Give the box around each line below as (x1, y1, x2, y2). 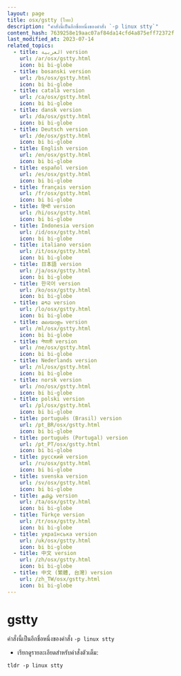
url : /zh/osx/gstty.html (19, 556, 91, 563)
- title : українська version (13, 530, 97, 538)
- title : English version (13, 145, 88, 152)
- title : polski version (13, 395, 85, 403)
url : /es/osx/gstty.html (19, 171, 91, 178)
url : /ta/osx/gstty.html (19, 498, 91, 505)
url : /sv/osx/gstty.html (19, 479, 91, 486)
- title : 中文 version (13, 550, 77, 557)
